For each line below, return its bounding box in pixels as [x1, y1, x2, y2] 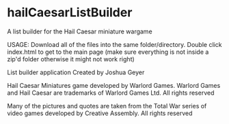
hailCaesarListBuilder [7, 5, 133, 20]
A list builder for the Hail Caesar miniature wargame [7, 27, 152, 35]
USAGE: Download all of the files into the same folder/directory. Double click [7, 40, 222, 48]
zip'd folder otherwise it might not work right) [7, 55, 135, 63]
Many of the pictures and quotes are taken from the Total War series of [7, 102, 207, 110]
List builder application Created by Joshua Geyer [7, 68, 145, 76]
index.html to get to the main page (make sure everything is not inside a [7, 48, 209, 56]
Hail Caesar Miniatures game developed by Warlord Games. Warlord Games [7, 81, 221, 89]
